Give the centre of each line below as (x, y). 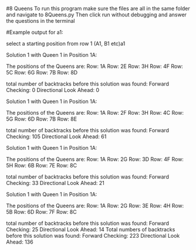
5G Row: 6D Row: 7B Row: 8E (42, 119)
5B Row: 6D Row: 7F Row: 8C (42, 212)
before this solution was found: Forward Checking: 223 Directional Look (93, 236)
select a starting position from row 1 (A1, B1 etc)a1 (66, 44)
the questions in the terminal (40, 21)
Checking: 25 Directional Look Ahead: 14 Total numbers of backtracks (91, 230)
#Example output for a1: (35, 32)
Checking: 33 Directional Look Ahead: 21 (55, 183)
